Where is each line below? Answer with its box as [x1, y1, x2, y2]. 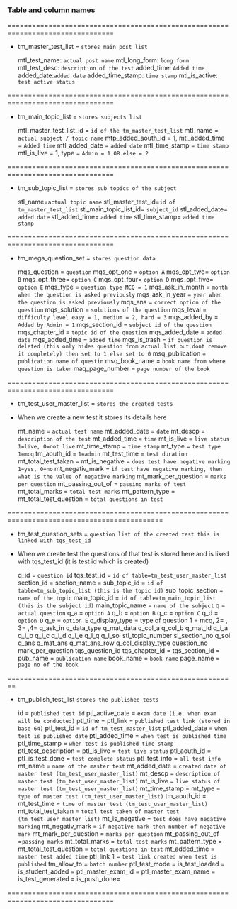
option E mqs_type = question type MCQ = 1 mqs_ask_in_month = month [17, 282, 229, 292]
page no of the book [17, 661, 79, 668]
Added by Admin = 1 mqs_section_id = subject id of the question [17, 321, 212, 329]
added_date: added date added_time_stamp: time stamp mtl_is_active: [17, 71, 218, 79]
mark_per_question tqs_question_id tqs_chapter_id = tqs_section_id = [17, 646, 221, 655]
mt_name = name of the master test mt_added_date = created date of [17, 761, 226, 771]
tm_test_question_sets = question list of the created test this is [17, 530, 220, 539]
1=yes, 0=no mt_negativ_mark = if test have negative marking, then [17, 465, 223, 473]
